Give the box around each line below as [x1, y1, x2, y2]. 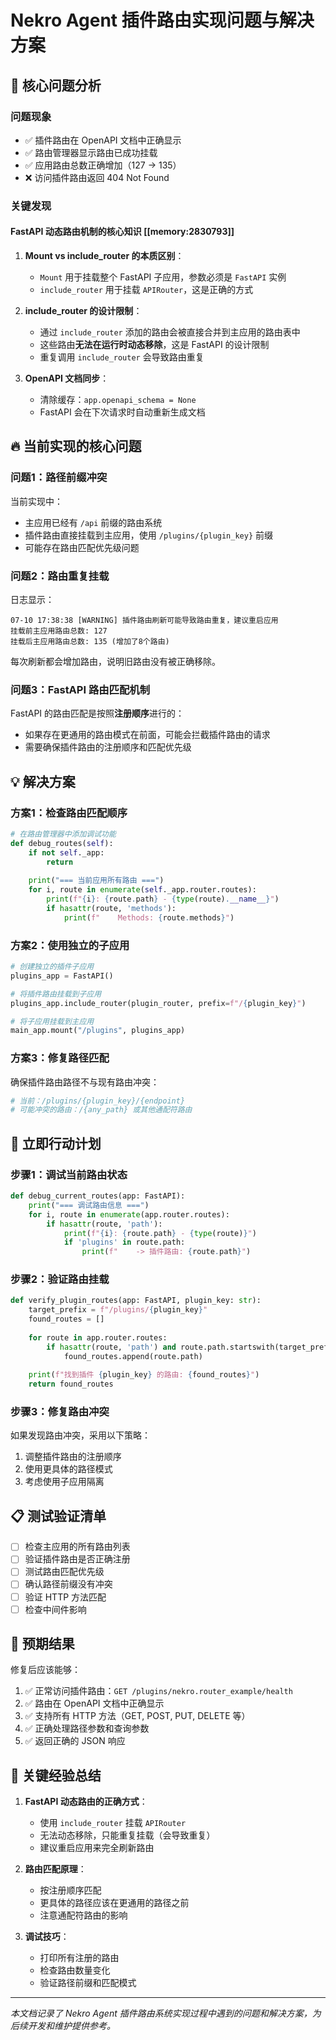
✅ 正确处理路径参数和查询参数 [24, 1722, 150, 1735]
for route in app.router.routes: [28, 1332, 168, 1343]
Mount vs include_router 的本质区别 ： [24, 250, 185, 261]
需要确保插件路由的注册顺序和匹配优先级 [24, 741, 192, 753]
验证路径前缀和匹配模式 [39, 1977, 137, 1989]
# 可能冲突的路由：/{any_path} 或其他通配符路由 [10, 1105, 193, 1115]
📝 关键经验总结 [10, 1767, 102, 1784]
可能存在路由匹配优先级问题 [24, 541, 140, 553]
